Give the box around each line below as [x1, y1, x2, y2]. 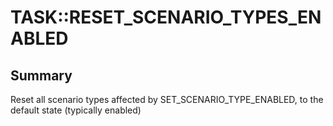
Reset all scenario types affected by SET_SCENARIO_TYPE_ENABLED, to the [10, 94, 324, 105]
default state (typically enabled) [10, 104, 142, 116]
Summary [10, 67, 73, 84]
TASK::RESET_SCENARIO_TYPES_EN [10, 6, 322, 29]
